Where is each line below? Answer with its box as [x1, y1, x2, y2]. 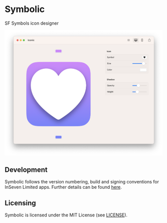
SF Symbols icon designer [5, 20, 59, 26]
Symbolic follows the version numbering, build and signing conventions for [5, 179, 159, 185]
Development [5, 165, 48, 174]
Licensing [5, 198, 36, 207]
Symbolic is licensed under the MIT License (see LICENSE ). [5, 212, 128, 218]
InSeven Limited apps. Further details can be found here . [5, 184, 122, 190]
